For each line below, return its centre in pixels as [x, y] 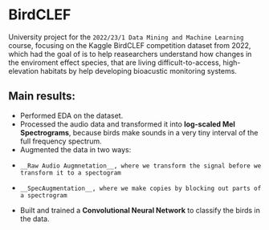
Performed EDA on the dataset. [71, 115]
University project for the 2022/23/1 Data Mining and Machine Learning [126, 37]
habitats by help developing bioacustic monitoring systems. [138, 71]
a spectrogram [43, 195]
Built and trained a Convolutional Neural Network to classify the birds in [140, 210]
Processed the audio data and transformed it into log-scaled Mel [127, 124]
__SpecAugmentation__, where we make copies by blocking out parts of [141, 188]
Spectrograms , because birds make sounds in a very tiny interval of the [139, 132]
